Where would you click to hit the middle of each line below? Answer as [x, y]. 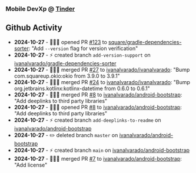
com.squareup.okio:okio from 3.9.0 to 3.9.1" [67, 76]
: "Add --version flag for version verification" [83, 48]
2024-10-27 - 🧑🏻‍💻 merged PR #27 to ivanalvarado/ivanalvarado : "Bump [102, 69]
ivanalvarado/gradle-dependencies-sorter [65, 63]
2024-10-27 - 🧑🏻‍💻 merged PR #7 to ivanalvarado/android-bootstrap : [98, 158]
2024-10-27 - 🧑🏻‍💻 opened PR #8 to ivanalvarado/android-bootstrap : [98, 107]
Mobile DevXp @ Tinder [40, 9]
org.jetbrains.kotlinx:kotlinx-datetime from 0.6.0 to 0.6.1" [82, 88]
